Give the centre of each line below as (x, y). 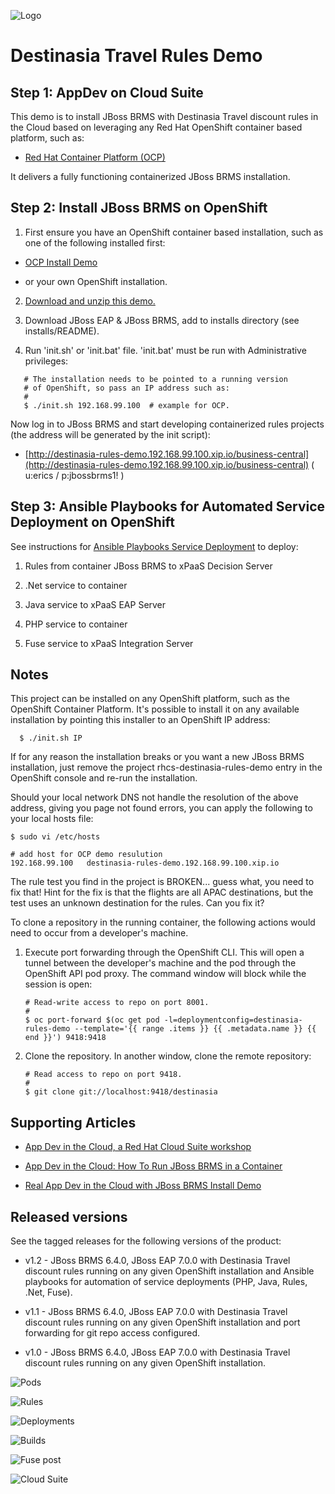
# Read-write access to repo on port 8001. (117, 1003)
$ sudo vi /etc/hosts (55, 837)
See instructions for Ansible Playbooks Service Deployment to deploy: (154, 546)
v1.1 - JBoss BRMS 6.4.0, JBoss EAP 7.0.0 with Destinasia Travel (156, 1312)
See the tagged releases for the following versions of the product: (146, 1241)
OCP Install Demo (61, 262)
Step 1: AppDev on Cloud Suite (107, 92)
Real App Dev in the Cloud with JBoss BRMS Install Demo (143, 1186)
